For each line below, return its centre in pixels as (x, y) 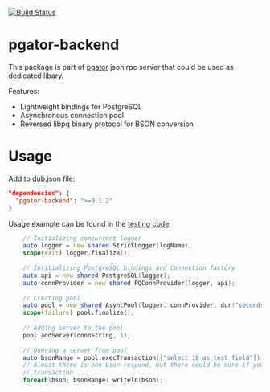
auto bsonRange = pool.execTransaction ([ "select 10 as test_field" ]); (143, 357)
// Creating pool (52, 298)
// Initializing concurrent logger (82, 238)
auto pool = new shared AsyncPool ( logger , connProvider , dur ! (129, 305)
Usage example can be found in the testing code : (90, 223)
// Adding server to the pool (74, 328)
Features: (24, 91)
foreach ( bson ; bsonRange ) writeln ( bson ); (93, 380)
